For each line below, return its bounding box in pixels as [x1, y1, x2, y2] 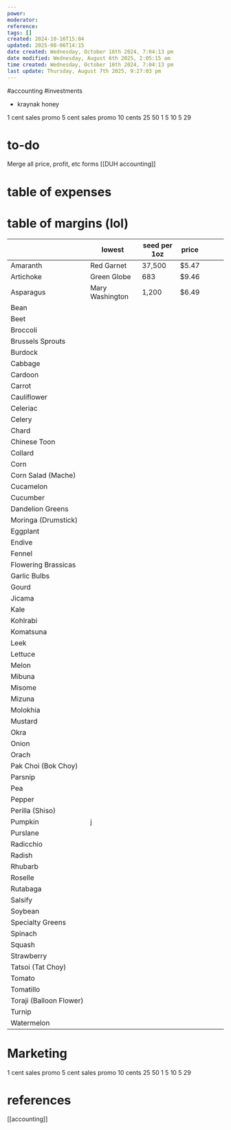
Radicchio [10, 839, 43, 849]
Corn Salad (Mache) [10, 470, 76, 480]
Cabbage [10, 358, 41, 368]
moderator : [7, 17, 38, 23]
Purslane [10, 828, 39, 838]
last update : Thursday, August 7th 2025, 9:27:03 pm [7, 67, 162, 74]
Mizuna [10, 694, 35, 704]
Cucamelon [10, 481, 48, 491]
